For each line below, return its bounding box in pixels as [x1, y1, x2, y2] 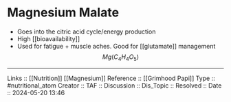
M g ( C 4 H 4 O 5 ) [102, 53, 140, 62]
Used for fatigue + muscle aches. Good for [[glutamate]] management [16, 42, 216, 50]
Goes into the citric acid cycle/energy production [16, 27, 156, 36]
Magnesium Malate [7, 5, 119, 21]
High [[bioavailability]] [16, 34, 80, 42]
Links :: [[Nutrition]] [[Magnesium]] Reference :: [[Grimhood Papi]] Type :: [7, 74, 215, 82]
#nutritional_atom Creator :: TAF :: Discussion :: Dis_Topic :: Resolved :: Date [7, 81, 222, 90]
